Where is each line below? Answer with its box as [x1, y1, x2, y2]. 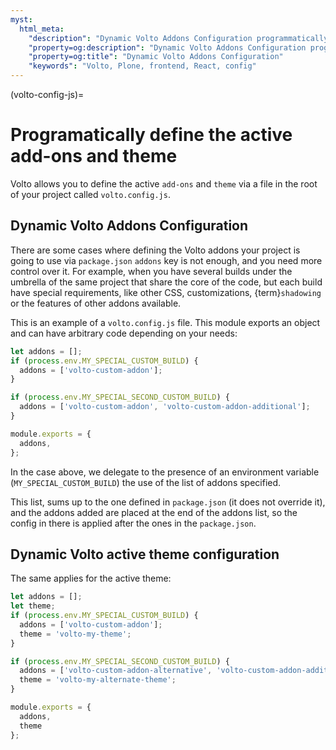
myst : [10, 14, 33, 25]
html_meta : [19, 24, 65, 34]
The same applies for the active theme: [10, 572, 172, 585]
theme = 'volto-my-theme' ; [19, 629, 132, 639]
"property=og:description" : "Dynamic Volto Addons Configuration [28, 42, 307, 53]
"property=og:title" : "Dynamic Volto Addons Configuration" [28, 52, 284, 62]
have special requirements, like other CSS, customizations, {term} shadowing [10, 286, 322, 298]
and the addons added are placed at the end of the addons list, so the [10, 506, 298, 518]
